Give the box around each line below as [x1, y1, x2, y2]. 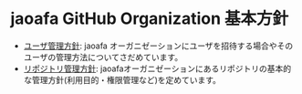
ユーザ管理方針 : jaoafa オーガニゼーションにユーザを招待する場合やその [23, 40, 294, 51]
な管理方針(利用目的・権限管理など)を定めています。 [23, 74, 222, 85]
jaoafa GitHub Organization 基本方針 [10, 8, 289, 29]
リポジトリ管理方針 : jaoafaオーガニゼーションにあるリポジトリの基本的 [23, 63, 291, 74]
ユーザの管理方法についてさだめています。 [23, 51, 183, 62]
